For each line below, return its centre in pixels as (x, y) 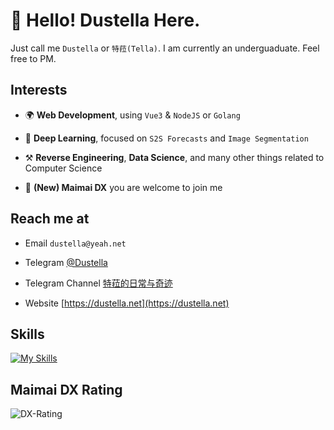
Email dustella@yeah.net (75, 243)
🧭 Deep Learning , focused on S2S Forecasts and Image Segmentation (166, 138)
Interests (39, 90)
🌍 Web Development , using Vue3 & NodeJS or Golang (132, 115)
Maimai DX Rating (66, 389)
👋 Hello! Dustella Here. (105, 20)
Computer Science (63, 168)
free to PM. (33, 58)
